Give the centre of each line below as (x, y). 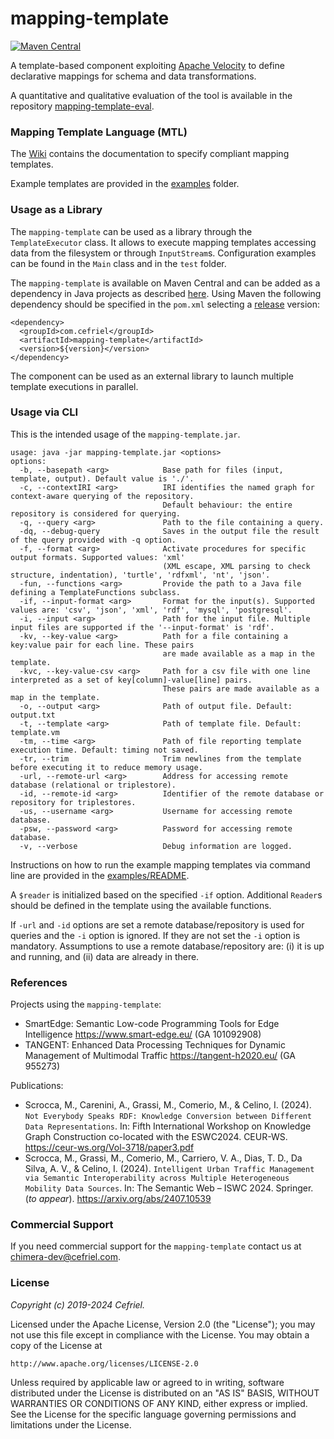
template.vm (35, 732)
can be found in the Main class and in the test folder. (118, 263)
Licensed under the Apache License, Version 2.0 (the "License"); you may (163, 1324)
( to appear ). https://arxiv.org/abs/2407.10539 (118, 1199)
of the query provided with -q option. (93, 540)
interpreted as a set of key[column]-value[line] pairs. (131, 680)
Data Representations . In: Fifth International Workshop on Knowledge (168, 1126)
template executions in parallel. (74, 386)
